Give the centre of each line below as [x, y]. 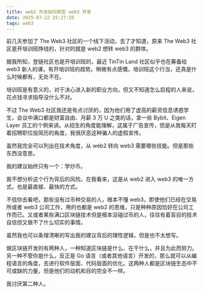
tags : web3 [20, 23]
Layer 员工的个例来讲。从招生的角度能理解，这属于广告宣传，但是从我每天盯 [101, 126]
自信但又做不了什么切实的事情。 [46, 223]
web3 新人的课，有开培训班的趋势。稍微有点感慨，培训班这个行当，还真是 [99, 69]
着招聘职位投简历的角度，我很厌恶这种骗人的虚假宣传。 [75, 133]
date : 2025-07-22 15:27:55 [40, 18]
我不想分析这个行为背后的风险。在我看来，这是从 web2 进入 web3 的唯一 [98, 179]
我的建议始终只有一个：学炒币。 [46, 166]
